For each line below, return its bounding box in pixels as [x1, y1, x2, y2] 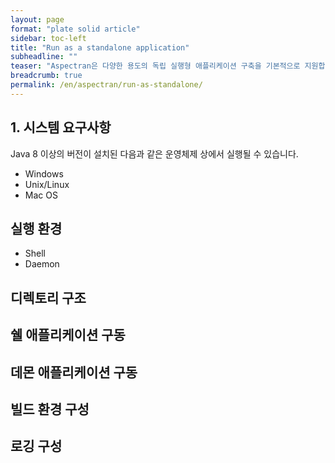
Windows [24, 167, 64, 180]
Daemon [24, 258, 60, 270]
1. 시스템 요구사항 [10, 119, 112, 136]
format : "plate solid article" [10, 24, 141, 34]
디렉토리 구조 [10, 289, 87, 306]
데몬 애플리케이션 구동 [10, 364, 138, 381]
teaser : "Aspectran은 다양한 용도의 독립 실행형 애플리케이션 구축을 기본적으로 [10, 61, 301, 71]
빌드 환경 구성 [10, 401, 90, 418]
